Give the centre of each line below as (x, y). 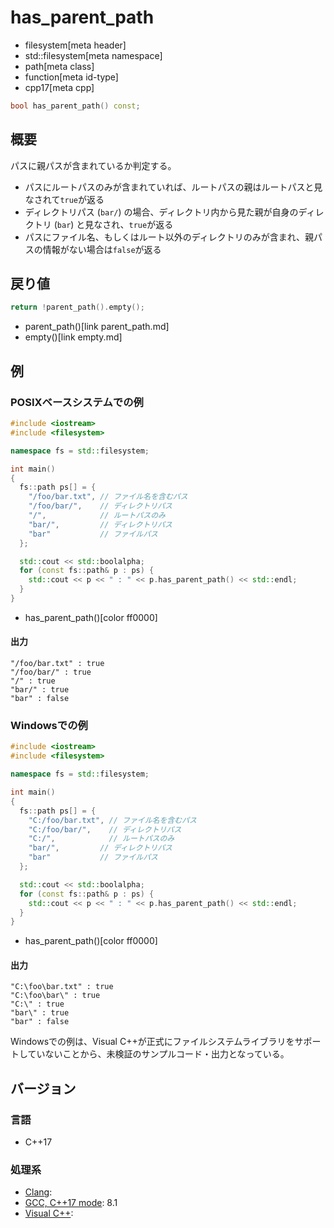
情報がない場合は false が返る (102, 249)
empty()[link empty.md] (73, 337)
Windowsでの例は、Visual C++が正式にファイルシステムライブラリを (152, 1042)
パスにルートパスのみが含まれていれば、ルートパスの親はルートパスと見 (173, 187)
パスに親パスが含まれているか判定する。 (93, 165)
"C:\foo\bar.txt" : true (62, 987)
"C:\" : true (37, 1004)
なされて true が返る (64, 199)
